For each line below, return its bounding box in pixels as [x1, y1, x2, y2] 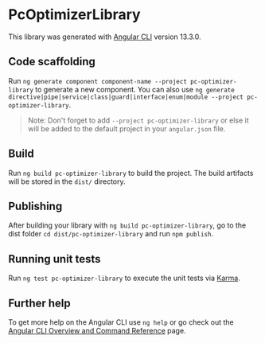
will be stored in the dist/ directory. [8, 177, 126, 186]
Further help [8, 296, 72, 310]
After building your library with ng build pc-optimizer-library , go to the [8, 220, 247, 230]
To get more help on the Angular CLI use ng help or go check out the [8, 318, 234, 327]
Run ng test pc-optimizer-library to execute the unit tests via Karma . [8, 273, 240, 283]
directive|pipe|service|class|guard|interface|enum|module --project [8, 93, 244, 101]
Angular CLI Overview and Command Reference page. [8, 326, 186, 335]
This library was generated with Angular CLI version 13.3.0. [8, 32, 201, 41]
